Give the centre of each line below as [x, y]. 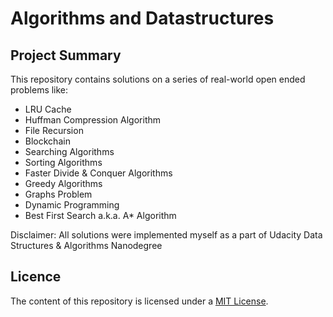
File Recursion [54, 130]
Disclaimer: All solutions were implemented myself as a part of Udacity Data [166, 235]
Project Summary [66, 55]
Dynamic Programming [72, 205]
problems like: [39, 90]
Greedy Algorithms [63, 183]
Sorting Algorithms [63, 162]
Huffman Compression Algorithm [93, 120]
